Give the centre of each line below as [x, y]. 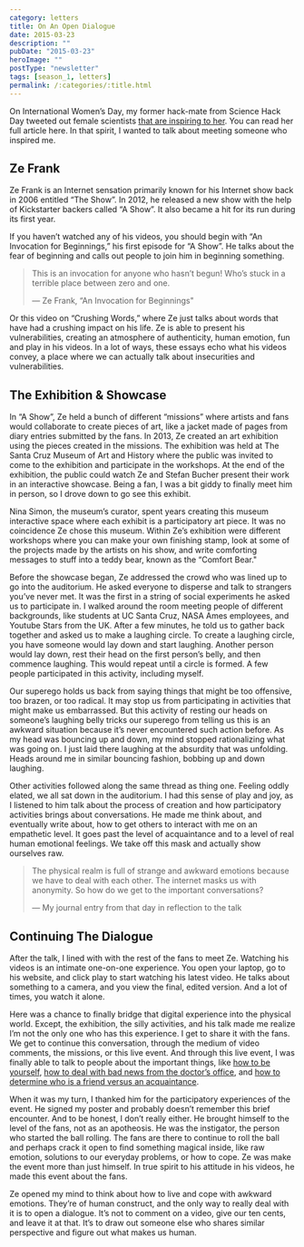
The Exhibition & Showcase [88, 395]
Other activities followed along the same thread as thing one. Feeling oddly [149, 786]
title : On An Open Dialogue [63, 26]
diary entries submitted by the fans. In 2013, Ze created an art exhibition [144, 436]
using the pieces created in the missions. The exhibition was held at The [144, 446]
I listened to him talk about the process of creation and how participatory [145, 805]
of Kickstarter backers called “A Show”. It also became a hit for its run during [152, 209]
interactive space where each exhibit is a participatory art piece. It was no [147, 521]
